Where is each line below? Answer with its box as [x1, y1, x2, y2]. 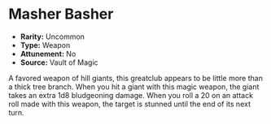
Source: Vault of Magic [20, 58, 99, 67]
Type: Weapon [20, 40, 71, 49]
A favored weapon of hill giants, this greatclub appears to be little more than [8, 73, 263, 83]
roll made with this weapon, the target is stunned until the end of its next [8, 99, 251, 109]
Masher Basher [8, 5, 114, 24]
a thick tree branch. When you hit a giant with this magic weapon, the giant [8, 82, 260, 92]
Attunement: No [20, 49, 76, 58]
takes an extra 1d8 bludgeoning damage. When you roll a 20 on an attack [8, 90, 254, 100]
